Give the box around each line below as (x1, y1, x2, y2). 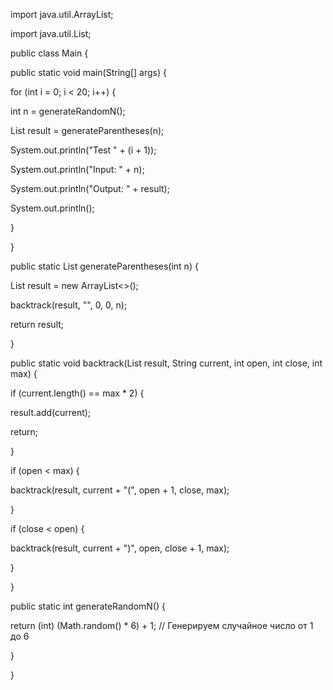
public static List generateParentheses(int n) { (10, 260, 199, 272)
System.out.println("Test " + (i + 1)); (10, 144, 157, 156)
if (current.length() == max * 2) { (10, 387, 145, 399)
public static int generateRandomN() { (10, 600, 167, 612)
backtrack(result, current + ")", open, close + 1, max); (10, 542, 230, 554)
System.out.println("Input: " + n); (10, 164, 145, 175)
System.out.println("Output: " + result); (10, 183, 170, 194)
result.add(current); (10, 407, 92, 418)
